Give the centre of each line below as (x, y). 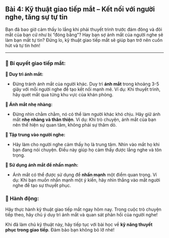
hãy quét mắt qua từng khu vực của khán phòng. (63, 95)
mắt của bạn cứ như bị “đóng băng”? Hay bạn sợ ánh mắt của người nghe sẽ (84, 35)
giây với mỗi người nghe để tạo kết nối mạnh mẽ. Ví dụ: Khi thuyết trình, (87, 89)
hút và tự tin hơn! (23, 45)
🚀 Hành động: (22, 199)
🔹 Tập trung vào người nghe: (35, 135)
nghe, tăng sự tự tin (36, 17)
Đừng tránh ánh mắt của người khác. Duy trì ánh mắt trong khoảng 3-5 (86, 84)
